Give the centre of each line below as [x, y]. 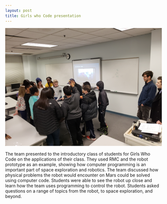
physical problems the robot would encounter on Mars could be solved [78, 175]
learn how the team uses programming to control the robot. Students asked [82, 186]
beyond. [14, 196]
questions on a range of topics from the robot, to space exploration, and [79, 191]
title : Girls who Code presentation [43, 16]
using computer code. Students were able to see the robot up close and [79, 180]
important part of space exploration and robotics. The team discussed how [82, 170]
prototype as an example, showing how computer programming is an [76, 164]
